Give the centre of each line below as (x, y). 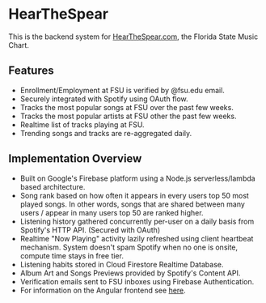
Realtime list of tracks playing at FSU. (82, 124)
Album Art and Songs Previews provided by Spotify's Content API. (130, 273)
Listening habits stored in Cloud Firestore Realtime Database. (122, 264)
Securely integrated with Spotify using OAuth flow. (104, 99)
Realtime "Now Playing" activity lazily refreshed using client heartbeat (137, 238)
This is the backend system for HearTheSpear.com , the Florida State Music (133, 36)
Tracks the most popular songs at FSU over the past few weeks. (127, 107)
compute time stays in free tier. (72, 255)
